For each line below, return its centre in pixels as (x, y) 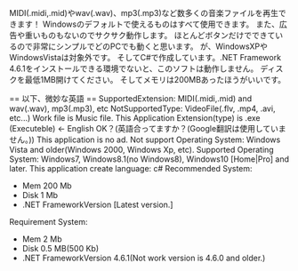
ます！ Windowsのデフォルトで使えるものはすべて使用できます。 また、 (148, 24)
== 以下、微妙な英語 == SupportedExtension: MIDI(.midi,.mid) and (131, 99)
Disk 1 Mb (40, 195)
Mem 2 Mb (42, 239)
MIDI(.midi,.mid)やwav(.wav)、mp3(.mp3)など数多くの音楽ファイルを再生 (144, 13)
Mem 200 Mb (47, 186)
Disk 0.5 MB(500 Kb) (60, 248)
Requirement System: (48, 222)
